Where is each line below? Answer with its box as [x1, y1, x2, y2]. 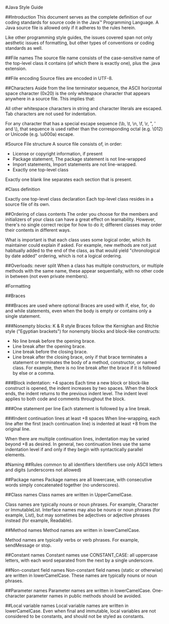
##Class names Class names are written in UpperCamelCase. [5, 492, 133, 497]
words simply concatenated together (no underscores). [5, 482, 120, 488]
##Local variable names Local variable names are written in [5, 603, 129, 608]
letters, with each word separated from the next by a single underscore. [5, 558, 154, 563]
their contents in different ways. [5, 227, 71, 233]
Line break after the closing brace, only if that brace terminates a [12, 354, 147, 360]
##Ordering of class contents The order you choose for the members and [5, 211, 158, 217]
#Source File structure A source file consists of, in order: [5, 141, 122, 147]
